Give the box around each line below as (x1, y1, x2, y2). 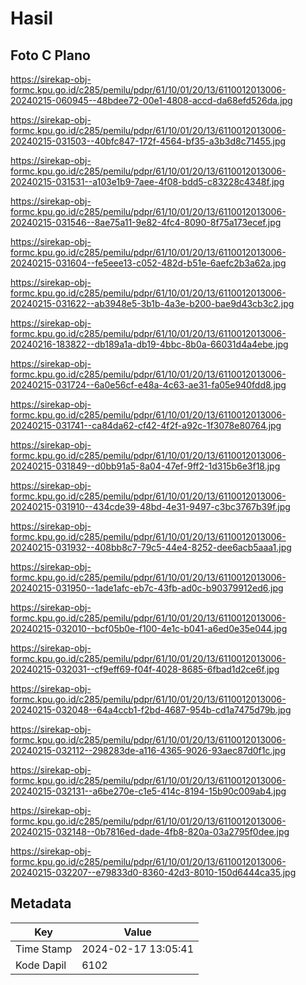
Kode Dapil (15, 958, 67, 972)
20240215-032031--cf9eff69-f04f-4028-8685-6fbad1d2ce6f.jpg (10, 663, 280, 675)
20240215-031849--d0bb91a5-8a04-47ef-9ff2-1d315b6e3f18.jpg (10, 460, 281, 472)
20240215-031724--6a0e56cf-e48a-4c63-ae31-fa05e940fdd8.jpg (10, 379, 287, 391)
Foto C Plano (10, 47, 91, 64)
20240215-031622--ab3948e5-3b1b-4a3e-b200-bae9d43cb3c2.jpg (10, 298, 295, 309)
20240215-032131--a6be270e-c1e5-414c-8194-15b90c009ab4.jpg (10, 785, 287, 797)
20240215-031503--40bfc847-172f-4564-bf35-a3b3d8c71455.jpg (10, 135, 287, 147)
